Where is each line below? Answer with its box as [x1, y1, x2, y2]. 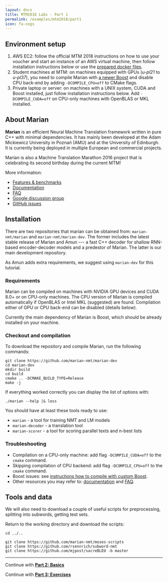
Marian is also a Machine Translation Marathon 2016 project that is [5, 154, 142, 160]
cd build [5, 372, 23, 377]
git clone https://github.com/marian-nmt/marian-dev [5, 359, 117, 364]
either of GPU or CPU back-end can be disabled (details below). [5, 304, 137, 311]
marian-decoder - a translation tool [12, 423, 83, 429]
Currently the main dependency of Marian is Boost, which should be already [5, 314, 162, 320]
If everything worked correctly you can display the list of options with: [5, 389, 149, 395]
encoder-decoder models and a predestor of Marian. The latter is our [19, 244, 161, 250]
